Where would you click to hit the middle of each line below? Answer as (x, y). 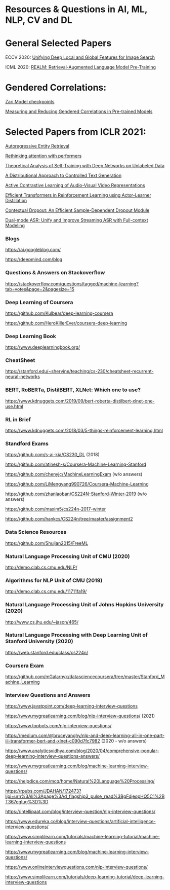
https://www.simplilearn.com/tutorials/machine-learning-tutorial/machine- (83, 837)
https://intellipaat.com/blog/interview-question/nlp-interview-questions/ (80, 811)
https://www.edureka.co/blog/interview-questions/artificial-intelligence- (80, 822)
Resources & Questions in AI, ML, (76, 9)
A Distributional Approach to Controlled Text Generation (63, 175)
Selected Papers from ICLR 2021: (76, 132)
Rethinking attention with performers (44, 156)
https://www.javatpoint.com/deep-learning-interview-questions (72, 706)
